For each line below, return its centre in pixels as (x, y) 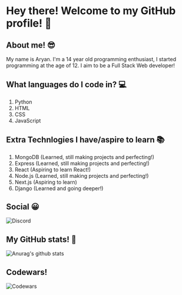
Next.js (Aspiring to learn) (46, 182)
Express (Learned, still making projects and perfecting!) (82, 163)
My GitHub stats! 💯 (41, 239)
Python (23, 102)
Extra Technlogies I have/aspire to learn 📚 (85, 140)
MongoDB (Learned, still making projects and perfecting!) (85, 157)
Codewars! (27, 272)
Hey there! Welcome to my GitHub (91, 11)
